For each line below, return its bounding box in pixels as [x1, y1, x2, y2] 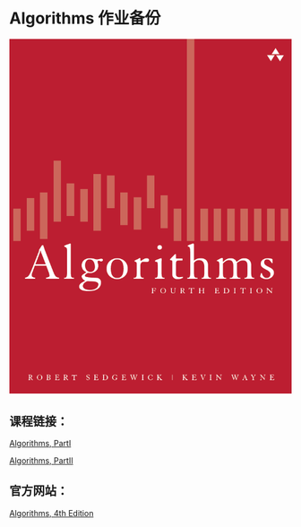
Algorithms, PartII [9, 454, 73, 466]
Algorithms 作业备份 [9, 8, 161, 29]
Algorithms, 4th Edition [9, 507, 94, 518]
